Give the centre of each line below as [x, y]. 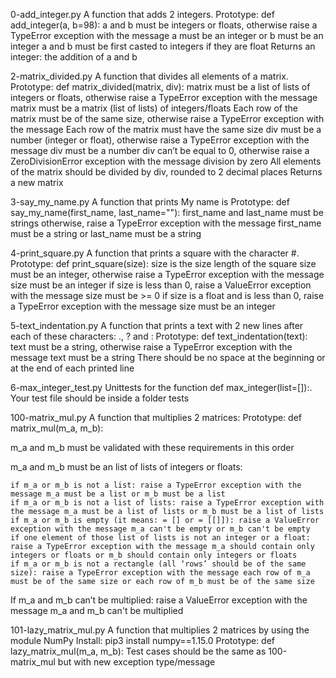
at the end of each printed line [72, 368]
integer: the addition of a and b [74, 57]
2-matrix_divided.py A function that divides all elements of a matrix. [149, 76]
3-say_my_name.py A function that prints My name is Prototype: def [150, 202]
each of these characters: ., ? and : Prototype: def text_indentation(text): [159, 336]
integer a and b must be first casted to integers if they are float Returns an [163, 46]
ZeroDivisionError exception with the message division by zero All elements [166, 161]
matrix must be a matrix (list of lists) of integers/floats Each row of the [154, 108]
